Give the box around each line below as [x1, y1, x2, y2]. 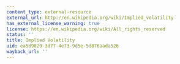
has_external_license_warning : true [6, 20, 100, 26]
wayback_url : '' [6, 49, 48, 55]
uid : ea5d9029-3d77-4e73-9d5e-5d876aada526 [6, 43, 119, 49]
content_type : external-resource [6, 9, 92, 15]
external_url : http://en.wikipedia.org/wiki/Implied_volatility [6, 15, 174, 21]
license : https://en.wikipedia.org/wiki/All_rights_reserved [6, 26, 166, 32]
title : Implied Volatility [6, 37, 75, 43]
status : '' [6, 32, 34, 38]
